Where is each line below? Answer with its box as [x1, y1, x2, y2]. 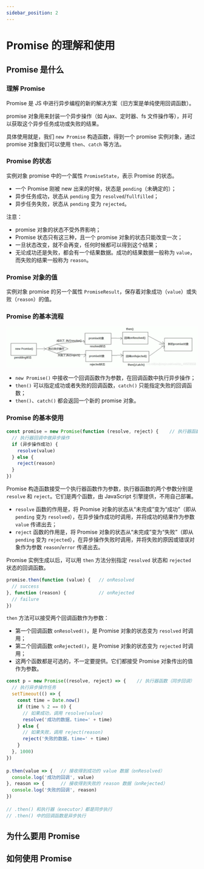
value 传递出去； [15, 521, 58, 528]
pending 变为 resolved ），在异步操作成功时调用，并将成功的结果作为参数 [15, 513, 195, 520]
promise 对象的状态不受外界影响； [15, 225, 101, 233]
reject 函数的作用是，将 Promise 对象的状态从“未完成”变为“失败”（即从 [15, 529, 194, 535]
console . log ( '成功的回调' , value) [12, 774, 95, 780]
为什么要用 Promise [6, 831, 80, 842]
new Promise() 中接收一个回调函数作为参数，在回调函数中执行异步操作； [15, 374, 196, 381]
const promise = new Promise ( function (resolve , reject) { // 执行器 [6, 428, 191, 434]
